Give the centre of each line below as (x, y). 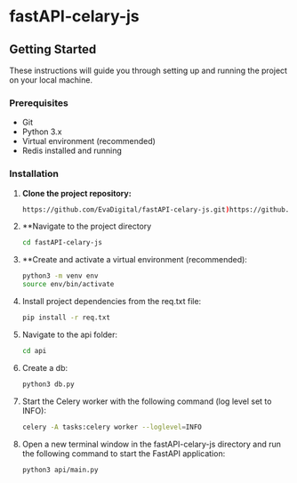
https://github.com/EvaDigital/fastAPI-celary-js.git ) (126, 209)
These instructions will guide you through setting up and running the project (148, 70)
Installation (34, 173)
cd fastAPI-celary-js (62, 243)
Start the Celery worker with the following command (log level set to (147, 401)
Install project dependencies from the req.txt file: (112, 302)
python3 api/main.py (60, 470)
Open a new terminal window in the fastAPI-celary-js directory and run (152, 444)
